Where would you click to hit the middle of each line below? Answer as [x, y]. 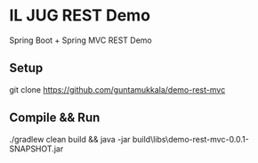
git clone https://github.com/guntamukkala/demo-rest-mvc [117, 89]
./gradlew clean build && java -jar [70, 139]
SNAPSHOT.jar [36, 149]
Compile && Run [55, 118]
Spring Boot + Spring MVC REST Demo [81, 40]
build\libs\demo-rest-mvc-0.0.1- [190, 139]
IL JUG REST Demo [80, 16]
